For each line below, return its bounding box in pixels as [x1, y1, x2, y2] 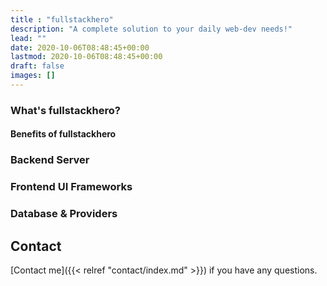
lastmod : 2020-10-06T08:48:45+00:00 [10, 52, 163, 62]
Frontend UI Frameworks [10, 180, 133, 194]
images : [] [10, 71, 56, 81]
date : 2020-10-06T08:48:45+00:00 [10, 42, 150, 53]
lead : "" [10, 33, 47, 43]
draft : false [10, 61, 65, 71]
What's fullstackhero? [10, 103, 121, 117]
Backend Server [10, 153, 90, 167]
